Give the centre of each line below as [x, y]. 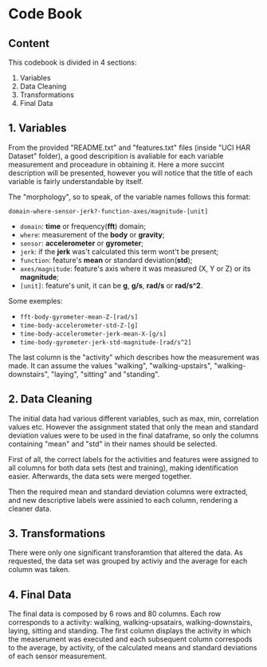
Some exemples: [35, 300]
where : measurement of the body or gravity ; [92, 234]
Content [29, 43]
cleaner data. [30, 508]
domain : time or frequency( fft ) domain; [82, 226]
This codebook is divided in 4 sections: [73, 62]
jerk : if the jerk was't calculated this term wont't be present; [119, 251]
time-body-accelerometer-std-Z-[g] [79, 325]
